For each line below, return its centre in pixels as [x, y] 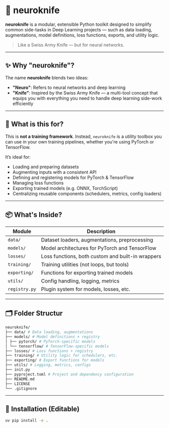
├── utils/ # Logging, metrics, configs [48, 365]
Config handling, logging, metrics [80, 281]
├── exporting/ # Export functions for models [55, 360]
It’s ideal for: [18, 157]
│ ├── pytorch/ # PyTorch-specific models [50, 341]
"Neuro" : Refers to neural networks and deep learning [69, 87]
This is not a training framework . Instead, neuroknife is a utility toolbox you [83, 136]
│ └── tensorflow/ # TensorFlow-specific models [57, 346]
